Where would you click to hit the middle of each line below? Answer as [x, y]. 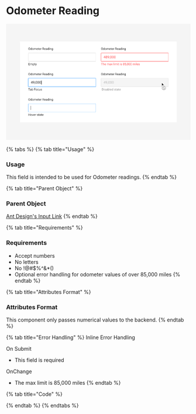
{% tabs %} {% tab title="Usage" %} [50, 149]
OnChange [19, 371]
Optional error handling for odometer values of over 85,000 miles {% [97, 274]
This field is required [39, 360]
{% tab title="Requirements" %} [44, 228]
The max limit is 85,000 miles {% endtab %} [68, 382]
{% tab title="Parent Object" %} [44, 189]
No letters [27, 262]
